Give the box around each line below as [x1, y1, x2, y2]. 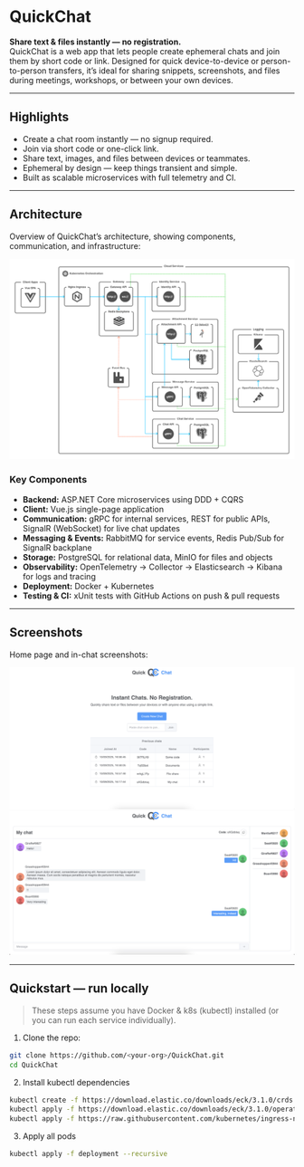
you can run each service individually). [31, 1014, 176, 1025]
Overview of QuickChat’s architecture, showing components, [9, 231, 236, 242]
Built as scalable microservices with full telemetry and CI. [22, 172, 237, 183]
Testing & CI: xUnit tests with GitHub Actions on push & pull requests [22, 590, 280, 601]
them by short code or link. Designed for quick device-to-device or [9, 55, 260, 66]
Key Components [9, 473, 88, 486]
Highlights [9, 110, 70, 125]
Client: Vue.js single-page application [22, 503, 165, 514]
